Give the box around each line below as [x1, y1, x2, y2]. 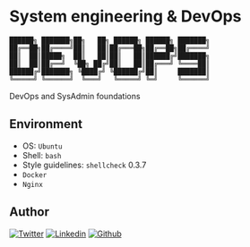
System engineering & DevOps [9, 6, 242, 27]
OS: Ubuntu [22, 141, 63, 151]
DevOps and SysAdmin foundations [9, 90, 141, 101]
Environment [9, 116, 83, 132]
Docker [22, 170, 47, 180]
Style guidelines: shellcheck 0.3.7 [22, 159, 147, 170]
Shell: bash [22, 149, 62, 160]
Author [9, 204, 49, 220]
